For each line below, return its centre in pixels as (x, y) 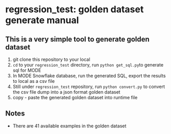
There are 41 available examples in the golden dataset (69, 126)
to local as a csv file (34, 81)
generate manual (42, 20)
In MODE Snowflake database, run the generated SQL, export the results (89, 76)
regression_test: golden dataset (74, 9)
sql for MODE (27, 70)
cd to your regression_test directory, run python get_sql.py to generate (88, 65)
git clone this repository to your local (51, 59)
